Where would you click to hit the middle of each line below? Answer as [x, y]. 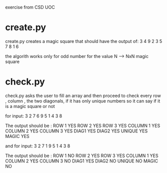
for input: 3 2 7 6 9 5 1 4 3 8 [34, 116]
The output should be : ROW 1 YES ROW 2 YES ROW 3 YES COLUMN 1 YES [83, 125]
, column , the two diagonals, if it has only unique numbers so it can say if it [83, 101]
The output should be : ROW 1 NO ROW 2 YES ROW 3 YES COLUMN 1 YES [82, 155]
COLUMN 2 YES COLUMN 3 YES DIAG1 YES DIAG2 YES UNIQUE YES [76, 131]
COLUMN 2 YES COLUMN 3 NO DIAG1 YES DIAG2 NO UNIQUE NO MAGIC [82, 161]
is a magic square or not [30, 106]
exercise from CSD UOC [30, 7]
